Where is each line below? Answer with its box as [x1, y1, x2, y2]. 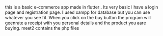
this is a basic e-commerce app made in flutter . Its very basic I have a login [5, 4, 158, 10]
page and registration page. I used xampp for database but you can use [5, 9, 150, 15]
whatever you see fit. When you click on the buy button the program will [5, 15, 151, 20]
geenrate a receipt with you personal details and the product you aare [5, 20, 146, 26]
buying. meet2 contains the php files [5, 25, 80, 31]
